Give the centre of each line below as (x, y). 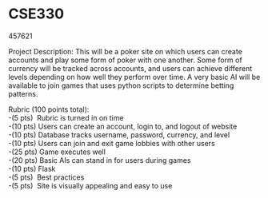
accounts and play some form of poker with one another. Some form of (125, 60)
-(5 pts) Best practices (46, 177)
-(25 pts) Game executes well (57, 152)
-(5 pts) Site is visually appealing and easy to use (90, 185)
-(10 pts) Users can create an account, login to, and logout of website (123, 126)
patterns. (23, 93)
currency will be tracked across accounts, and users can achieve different (130, 68)
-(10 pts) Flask (32, 168)
